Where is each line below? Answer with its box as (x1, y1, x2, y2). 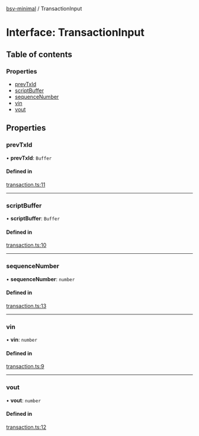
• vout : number (6, 397, 41, 404)
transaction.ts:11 (6, 181, 46, 188)
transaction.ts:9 (6, 363, 44, 370)
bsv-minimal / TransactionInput (6, 5, 82, 12)
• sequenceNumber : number (6, 275, 75, 282)
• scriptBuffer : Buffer (6, 215, 60, 222)
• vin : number (6, 336, 37, 343)
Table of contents (6, 49, 72, 59)
